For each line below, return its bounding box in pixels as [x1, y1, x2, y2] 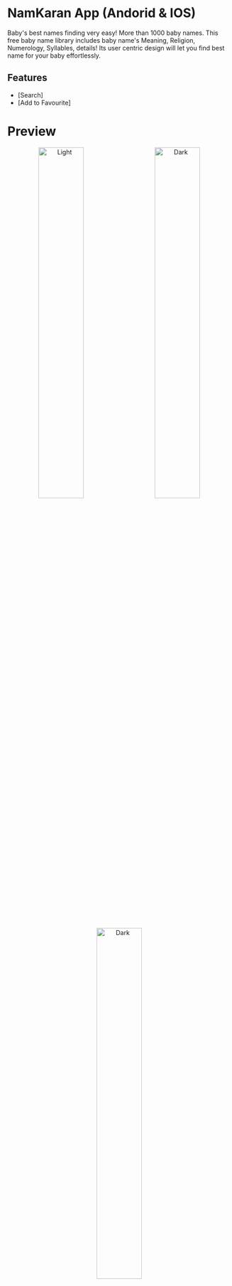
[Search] [17, 90, 44, 99]
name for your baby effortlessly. [7, 51, 101, 60]
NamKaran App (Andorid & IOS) [7, 5, 197, 21]
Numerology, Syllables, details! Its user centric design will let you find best [7, 43, 225, 52]
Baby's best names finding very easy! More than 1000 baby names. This [7, 28, 219, 37]
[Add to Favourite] [17, 98, 71, 107]
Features [7, 72, 48, 84]
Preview [7, 123, 57, 139]
